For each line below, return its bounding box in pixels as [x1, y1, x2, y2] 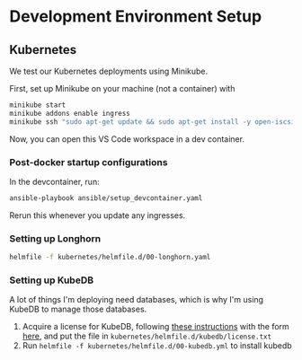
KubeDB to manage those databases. [9, 303, 147, 315]
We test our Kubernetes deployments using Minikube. [9, 66, 209, 76]
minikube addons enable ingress [9, 109, 130, 118]
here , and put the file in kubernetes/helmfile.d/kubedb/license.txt [22, 330, 272, 342]
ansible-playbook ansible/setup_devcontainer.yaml [9, 193, 203, 203]
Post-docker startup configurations [9, 155, 168, 168]
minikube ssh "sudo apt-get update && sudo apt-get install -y [9, 117, 252, 127]
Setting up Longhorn [9, 232, 102, 244]
